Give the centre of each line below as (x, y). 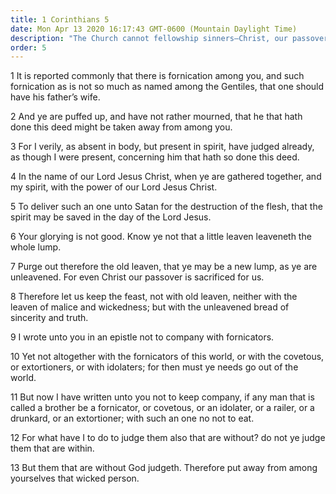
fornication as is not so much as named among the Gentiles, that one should (167, 87)
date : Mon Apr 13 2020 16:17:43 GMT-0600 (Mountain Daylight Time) (154, 29)
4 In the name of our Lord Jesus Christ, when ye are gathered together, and (166, 177)
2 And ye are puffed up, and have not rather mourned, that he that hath (156, 117)
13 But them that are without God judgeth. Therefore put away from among (164, 468)
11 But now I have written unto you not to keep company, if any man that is (162, 397)
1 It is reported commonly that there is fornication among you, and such (157, 76)
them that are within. (52, 448)
